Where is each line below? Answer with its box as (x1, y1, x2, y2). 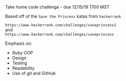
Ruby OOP (12, 50, 33, 55)
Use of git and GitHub (12, 70, 56, 76)
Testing (12, 60, 28, 66)
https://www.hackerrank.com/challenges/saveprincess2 (5, 23, 117, 27)
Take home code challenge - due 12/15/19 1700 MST (5, 4, 110, 10)
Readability (12, 65, 35, 71)
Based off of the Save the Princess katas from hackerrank (5, 13, 122, 19)
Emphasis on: (5, 40, 33, 46)
